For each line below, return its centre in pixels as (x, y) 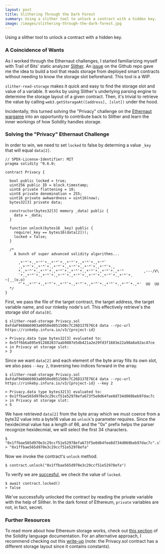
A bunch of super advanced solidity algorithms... (67, 254)
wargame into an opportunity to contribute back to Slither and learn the (77, 117)
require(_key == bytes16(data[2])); (52, 232)
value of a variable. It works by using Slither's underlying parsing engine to (81, 91)
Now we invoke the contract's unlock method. (51, 456)
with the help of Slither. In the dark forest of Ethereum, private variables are (82, 502)
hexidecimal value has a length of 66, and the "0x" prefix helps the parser (80, 424)
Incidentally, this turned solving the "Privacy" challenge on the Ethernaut (79, 111)
